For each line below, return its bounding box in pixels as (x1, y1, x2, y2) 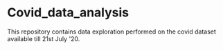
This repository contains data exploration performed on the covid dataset (7, 27, 217, 36)
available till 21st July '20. (7, 34, 80, 42)
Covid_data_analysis (7, 5, 130, 21)
